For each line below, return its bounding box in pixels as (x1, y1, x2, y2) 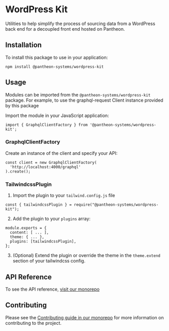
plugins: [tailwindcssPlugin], (10, 239, 77, 244)
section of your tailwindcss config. (12, 258, 86, 264)
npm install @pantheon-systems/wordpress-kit (5, 64, 104, 69)
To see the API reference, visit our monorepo (5, 286, 100, 292)
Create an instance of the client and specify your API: (5, 150, 118, 156)
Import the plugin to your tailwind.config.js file (12, 193, 115, 199)
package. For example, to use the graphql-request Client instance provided (5, 97, 163, 103)
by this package (5, 102, 39, 108)
